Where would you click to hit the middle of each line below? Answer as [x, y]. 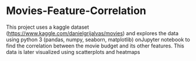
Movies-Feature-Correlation [76, 11]
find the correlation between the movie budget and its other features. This [95, 46]
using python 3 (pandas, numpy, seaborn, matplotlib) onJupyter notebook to [98, 39]
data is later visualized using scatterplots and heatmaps [73, 52]
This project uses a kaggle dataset [48, 27]
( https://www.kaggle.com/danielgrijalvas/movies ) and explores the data [92, 33]
